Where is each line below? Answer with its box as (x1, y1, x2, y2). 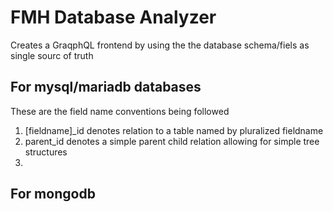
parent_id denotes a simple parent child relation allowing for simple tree (24, 135, 320, 147)
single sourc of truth (10, 49, 94, 61)
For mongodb (10, 186, 96, 203)
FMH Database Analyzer (10, 6, 217, 29)
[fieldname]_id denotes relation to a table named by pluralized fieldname (24, 124, 324, 136)
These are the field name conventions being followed (10, 105, 230, 117)
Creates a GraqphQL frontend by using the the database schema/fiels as (10, 39, 310, 51)
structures (24, 146, 68, 158)
